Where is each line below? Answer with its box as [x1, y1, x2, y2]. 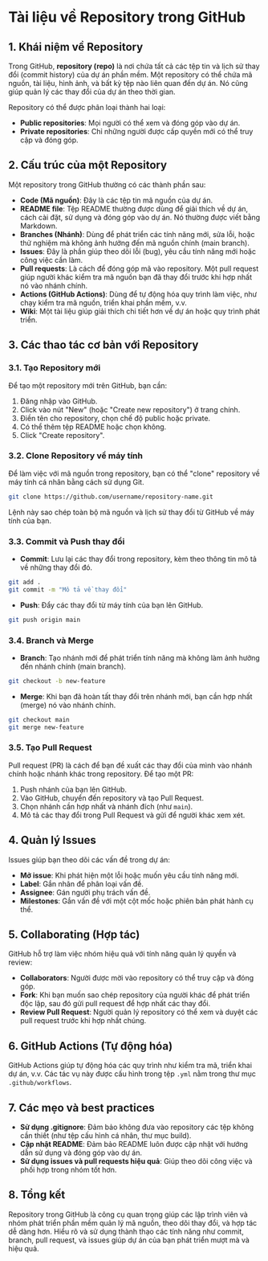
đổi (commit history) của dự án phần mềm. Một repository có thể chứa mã [8, 70, 253, 80]
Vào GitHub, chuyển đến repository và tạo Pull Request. [19, 792, 205, 803]
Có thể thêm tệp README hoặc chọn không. [19, 422, 167, 432]
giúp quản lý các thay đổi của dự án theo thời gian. [8, 87, 176, 96]
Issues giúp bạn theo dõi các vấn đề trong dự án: [8, 854, 171, 864]
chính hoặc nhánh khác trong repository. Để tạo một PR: [8, 768, 194, 779]
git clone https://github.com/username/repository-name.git [8, 493, 214, 501]
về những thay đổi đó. [19, 563, 93, 572]
